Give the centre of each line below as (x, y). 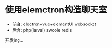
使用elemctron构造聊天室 (56, 10)
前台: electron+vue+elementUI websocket (54, 24)
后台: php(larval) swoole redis (42, 30)
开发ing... (14, 40)
